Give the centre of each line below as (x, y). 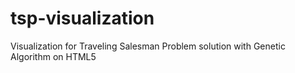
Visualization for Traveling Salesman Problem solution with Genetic (148, 46)
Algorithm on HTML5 (53, 56)
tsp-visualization (82, 18)
